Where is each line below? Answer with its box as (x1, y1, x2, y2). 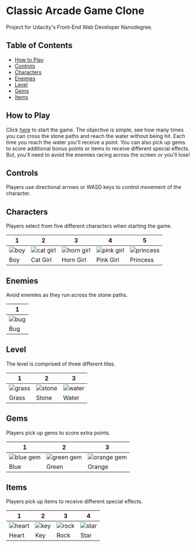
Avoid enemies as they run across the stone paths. (6, 292, 128, 298)
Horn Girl (61, 256, 87, 264)
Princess (129, 256, 154, 264)
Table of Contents (6, 40, 73, 50)
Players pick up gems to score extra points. (6, 429, 111, 436)
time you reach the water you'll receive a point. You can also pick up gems (6, 139, 185, 146)
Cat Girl (31, 256, 52, 264)
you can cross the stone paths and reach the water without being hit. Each (6, 132, 185, 139)
